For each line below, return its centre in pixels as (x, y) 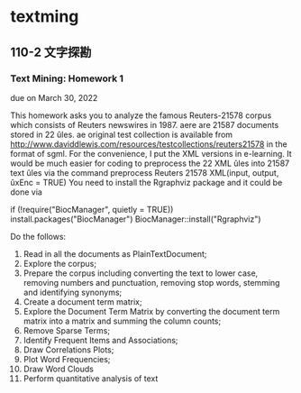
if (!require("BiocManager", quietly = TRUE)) (92, 209)
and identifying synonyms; (73, 292)
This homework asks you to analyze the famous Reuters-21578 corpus (141, 115)
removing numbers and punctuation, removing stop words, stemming (151, 282)
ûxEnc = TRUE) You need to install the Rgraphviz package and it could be (146, 182)
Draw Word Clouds (58, 369)
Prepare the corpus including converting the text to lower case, (141, 273)
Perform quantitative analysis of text (91, 378)
